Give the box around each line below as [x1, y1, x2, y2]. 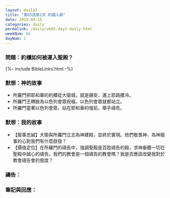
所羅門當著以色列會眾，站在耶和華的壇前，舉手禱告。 [12, 105, 125, 111]
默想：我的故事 [5, 119, 42, 126]
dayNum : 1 [5, 36, 27, 41]
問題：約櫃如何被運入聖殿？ [5, 54, 74, 61]
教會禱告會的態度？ [12, 157, 54, 163]
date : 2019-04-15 [5, 17, 42, 22]
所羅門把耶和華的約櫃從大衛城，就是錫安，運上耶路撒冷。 [12, 92, 134, 98]
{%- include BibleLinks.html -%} [5, 66, 74, 72]
